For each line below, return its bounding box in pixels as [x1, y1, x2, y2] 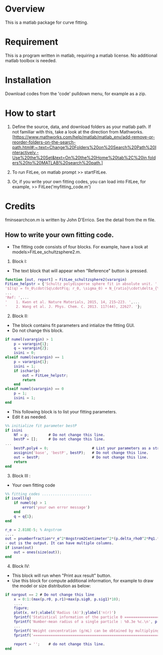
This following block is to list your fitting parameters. [12, 409, 117, 414]
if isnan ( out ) [5, 545, 34, 550]
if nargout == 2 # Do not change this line [5, 592, 95, 597]
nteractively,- [12, 149, 39, 155]
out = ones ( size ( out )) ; [14, 550, 62, 555]
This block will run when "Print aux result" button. [12, 573, 112, 578]
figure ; [14, 606, 29, 611]
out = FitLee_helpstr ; [22, 373, 68, 378]
